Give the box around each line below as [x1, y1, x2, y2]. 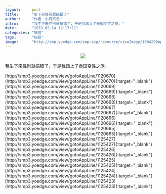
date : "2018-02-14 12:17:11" [5, 26, 79, 31]
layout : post [5, 7, 41, 12]
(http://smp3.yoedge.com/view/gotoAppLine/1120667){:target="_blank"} [5, 109, 153, 115]
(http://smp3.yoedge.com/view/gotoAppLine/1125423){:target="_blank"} [5, 183, 153, 189]
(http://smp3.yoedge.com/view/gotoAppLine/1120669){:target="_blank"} [5, 89, 153, 95]
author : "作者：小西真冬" [5, 16, 62, 21]
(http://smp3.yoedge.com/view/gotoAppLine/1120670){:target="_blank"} [5, 78, 153, 84]
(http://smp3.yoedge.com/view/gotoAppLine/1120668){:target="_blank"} [5, 99, 153, 105]
